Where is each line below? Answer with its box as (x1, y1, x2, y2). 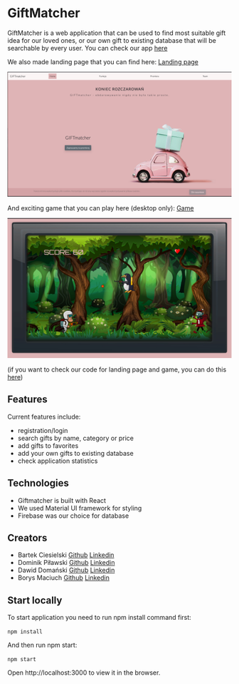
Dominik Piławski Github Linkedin (17, 558, 115, 567)
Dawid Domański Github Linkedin (17, 566, 115, 575)
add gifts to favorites (17, 441, 79, 450)
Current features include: (7, 412, 81, 421)
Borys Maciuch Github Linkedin (17, 573, 110, 582)
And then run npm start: (7, 640, 78, 650)
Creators (7, 532, 48, 544)
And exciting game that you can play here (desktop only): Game (7, 203, 194, 212)
